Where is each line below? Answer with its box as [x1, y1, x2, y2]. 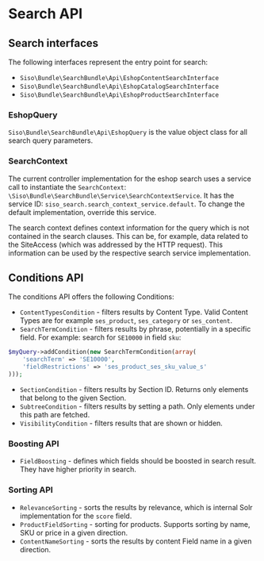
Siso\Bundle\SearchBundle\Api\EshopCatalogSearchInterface [19, 83, 220, 90]
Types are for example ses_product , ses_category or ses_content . [19, 316, 232, 325]
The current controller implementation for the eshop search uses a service [8, 174, 251, 183]
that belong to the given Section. [19, 393, 127, 402]
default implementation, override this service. [8, 207, 157, 217]
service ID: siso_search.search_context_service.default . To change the [8, 199, 246, 209]
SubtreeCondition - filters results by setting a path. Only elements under [19, 402, 255, 411]
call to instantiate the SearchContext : [8, 182, 127, 191]
